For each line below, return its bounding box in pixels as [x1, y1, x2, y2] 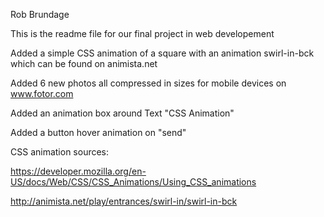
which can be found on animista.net [10, 58, 158, 69]
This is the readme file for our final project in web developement [10, 28, 275, 39]
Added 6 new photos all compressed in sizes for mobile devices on [10, 77, 287, 89]
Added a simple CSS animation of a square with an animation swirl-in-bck [10, 47, 315, 59]
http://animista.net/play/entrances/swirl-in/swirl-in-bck [10, 195, 238, 207]
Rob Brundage [10, 9, 70, 20]
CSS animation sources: [10, 146, 110, 158]
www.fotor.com [10, 88, 74, 99]
